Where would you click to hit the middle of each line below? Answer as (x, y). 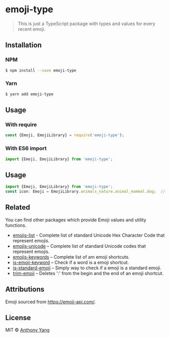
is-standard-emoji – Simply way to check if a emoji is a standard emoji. (87, 268)
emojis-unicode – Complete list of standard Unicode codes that (79, 246)
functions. (16, 225)
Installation (23, 45)
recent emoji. (32, 29)
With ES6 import (26, 149)
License (18, 318)
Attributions (25, 290)
